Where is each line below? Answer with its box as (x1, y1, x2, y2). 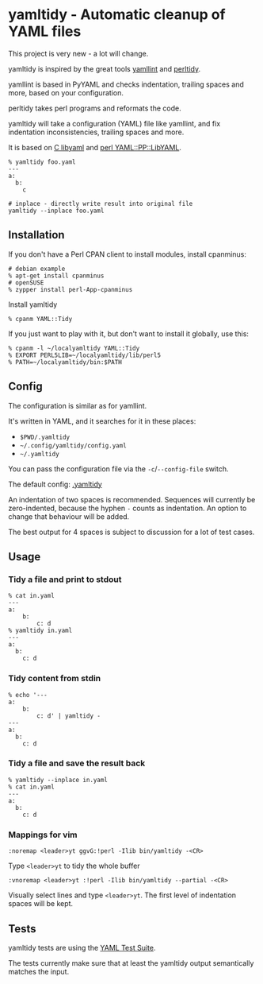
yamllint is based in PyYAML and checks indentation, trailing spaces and (8, 79, 244, 89)
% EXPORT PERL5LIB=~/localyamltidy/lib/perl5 (8, 351, 161, 359)
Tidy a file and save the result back (8, 757, 146, 769)
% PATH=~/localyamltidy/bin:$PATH (8, 358, 123, 366)
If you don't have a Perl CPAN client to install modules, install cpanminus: (8, 249, 247, 259)
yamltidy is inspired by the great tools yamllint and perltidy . (8, 64, 200, 73)
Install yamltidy (8, 300, 58, 309)
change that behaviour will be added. (8, 511, 130, 521)
